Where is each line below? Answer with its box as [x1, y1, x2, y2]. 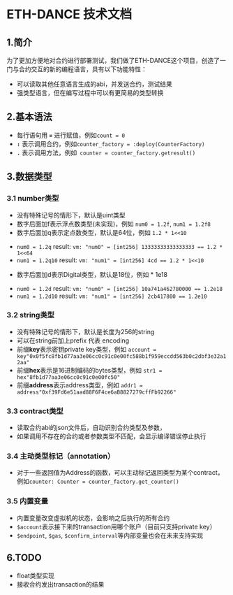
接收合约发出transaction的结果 [16, 580, 105, 588]
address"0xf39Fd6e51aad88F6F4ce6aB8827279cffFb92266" [16, 389, 176, 396]
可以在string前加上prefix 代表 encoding [16, 336, 130, 345]
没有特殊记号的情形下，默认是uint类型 [16, 210, 126, 219]
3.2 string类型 [6, 310, 55, 320]
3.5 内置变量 [6, 496, 49, 506]
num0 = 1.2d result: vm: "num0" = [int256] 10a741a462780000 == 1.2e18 [16, 284, 223, 292]
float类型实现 [16, 571, 55, 580]
